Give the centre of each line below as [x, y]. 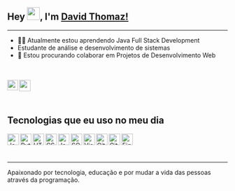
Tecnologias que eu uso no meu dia [86, 121]
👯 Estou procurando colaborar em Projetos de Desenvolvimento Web [116, 55]
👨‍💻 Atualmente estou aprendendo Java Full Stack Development [108, 40]
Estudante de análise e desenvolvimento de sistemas [94, 48]
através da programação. [44, 180]
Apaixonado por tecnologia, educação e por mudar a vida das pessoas [109, 172]
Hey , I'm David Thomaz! [68, 17]
